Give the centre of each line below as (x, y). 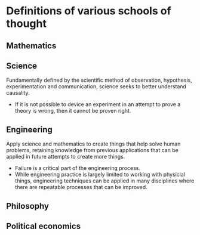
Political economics (44, 226)
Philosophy (28, 206)
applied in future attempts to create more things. (66, 157)
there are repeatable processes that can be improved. (81, 187)
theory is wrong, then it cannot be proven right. (73, 111)
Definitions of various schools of (89, 11)
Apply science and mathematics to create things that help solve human (93, 144)
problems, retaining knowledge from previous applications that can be (93, 150)
